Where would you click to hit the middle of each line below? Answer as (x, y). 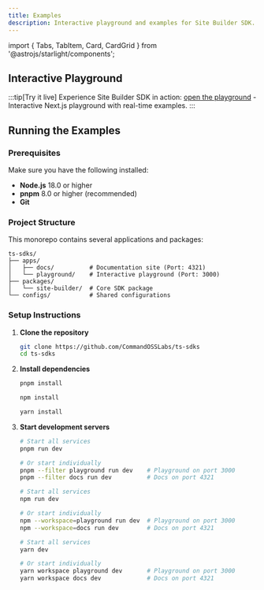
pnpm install (41, 384)
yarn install (41, 412)
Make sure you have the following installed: (78, 170)
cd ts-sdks (37, 354)
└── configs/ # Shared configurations (89, 295)
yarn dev (34, 549)
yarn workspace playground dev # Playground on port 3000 (127, 571)
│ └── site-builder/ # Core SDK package (81, 288)
